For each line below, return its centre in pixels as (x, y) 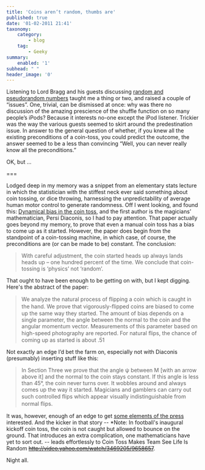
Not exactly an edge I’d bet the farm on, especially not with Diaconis (92, 352)
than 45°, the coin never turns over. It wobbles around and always (104, 383)
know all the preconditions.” (41, 150)
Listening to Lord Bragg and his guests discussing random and (85, 92)
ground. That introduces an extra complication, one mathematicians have (98, 436)
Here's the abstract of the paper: (48, 287)
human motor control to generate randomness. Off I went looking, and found (102, 205)
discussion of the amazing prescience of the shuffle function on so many (98, 111)
